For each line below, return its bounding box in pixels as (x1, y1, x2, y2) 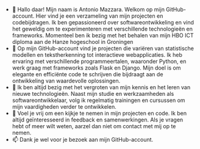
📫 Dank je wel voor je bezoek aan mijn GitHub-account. (12, 136, 154, 143)
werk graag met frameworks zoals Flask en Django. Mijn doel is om (12, 64, 181, 71)
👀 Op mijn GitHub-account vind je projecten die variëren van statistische (12, 45, 194, 52)
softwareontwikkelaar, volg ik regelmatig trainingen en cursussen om (12, 96, 185, 104)
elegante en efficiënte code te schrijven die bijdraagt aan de (12, 71, 163, 78)
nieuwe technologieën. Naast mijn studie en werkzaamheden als (12, 90, 174, 97)
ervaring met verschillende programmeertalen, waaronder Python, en (12, 58, 187, 65)
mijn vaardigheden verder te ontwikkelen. (12, 103, 117, 110)
